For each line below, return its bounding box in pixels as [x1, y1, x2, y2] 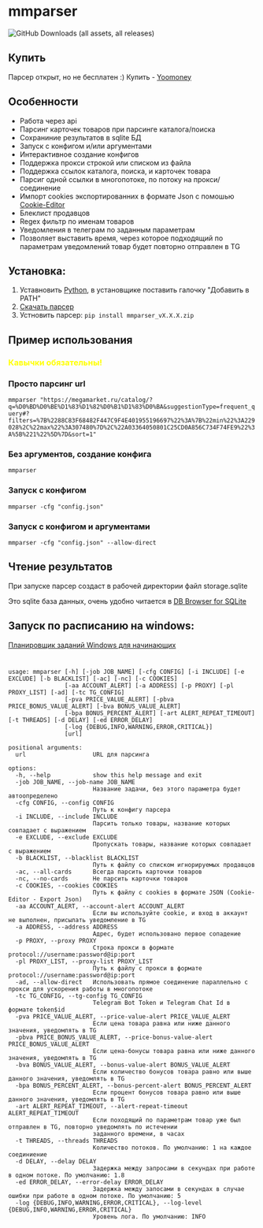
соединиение [8, 1150, 47, 1159]
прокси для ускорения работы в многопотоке [8, 984, 154, 993]
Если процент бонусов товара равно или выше [92, 1088, 242, 1096]
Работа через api [19, 116, 77, 125]
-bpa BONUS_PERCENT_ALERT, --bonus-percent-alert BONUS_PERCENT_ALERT [15, 1081, 252, 1089]
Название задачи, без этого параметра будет [92, 785, 242, 793]
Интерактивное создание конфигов [19, 149, 139, 159]
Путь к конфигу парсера [92, 806, 171, 813]
